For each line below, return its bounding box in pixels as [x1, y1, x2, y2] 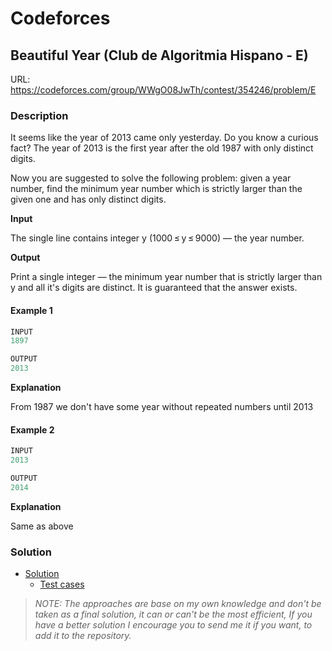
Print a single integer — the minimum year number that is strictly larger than [10, 271, 323, 283]
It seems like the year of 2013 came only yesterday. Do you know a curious [10, 132, 319, 144]
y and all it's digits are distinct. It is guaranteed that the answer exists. [10, 282, 298, 294]
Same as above [10, 520, 74, 532]
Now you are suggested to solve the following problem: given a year [10, 172, 292, 184]
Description [10, 108, 69, 122]
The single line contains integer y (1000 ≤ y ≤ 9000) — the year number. [10, 232, 305, 244]
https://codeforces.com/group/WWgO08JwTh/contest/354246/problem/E [10, 84, 317, 96]
